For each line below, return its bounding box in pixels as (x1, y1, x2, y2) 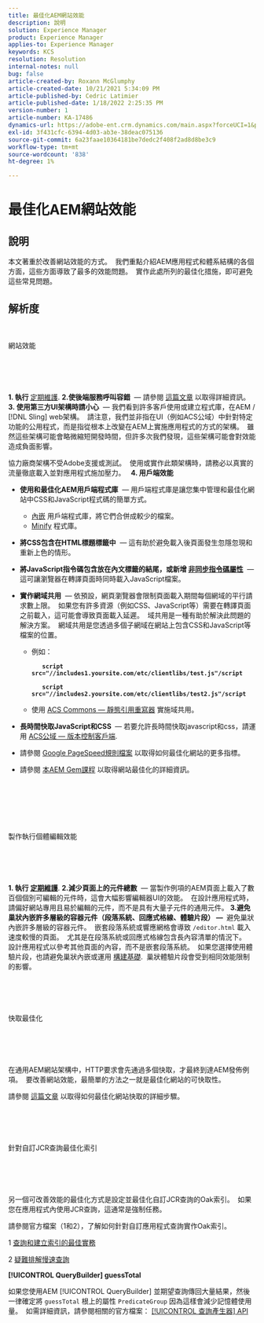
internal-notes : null (8, 63, 79, 71)
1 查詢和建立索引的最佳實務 (8, 1237, 96, 1247)
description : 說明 (8, 19, 66, 27)
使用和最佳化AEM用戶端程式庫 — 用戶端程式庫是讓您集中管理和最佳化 (19, 484, 248, 494)
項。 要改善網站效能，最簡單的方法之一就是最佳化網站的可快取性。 (8, 1075, 225, 1084)
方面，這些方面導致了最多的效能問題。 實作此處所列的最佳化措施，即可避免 (8, 266, 253, 276)
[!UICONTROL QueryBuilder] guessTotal (8, 1270, 141, 1280)
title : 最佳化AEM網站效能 (8, 11, 85, 20)
